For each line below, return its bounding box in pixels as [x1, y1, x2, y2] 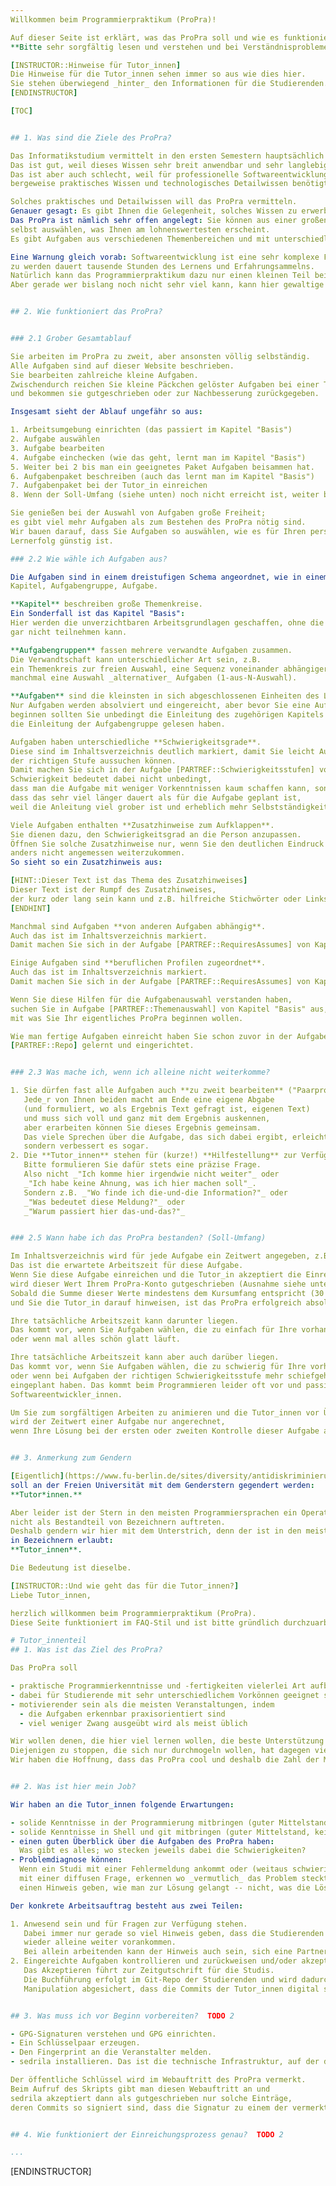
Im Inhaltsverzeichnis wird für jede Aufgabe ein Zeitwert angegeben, [10, 1251, 311, 1261]
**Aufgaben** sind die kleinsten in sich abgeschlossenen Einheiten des [10, 691, 320, 701]
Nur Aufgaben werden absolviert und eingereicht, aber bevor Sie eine [10, 701, 311, 711]
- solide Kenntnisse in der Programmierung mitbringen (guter [10, 1817, 275, 1828]
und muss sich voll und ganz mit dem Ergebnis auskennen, [23, 1113, 271, 1123]
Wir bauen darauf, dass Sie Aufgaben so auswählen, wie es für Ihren [10, 526, 307, 536]
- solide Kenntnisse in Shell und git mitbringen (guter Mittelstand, [10, 1827, 311, 1837]
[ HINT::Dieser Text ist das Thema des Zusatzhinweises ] [10, 876, 248, 886]
